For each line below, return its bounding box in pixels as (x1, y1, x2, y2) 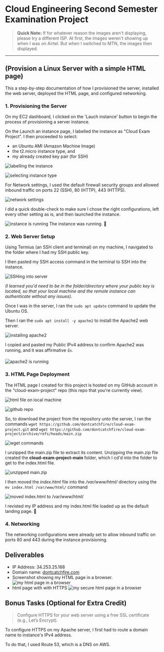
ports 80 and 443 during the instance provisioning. (5, 536, 108, 542)
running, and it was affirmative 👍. (5, 347, 73, 353)
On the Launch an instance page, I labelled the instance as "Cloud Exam (5, 128, 150, 134)
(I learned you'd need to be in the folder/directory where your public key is (5, 283, 155, 289)
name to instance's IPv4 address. (5, 632, 72, 638)
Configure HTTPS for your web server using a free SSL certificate (17, 612, 150, 618)
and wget (30, 426, 48, 432)
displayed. (17, 46, 38, 51)
